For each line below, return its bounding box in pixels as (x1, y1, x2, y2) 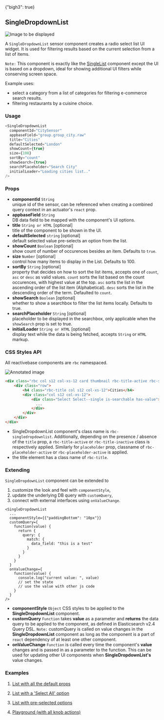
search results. (12, 95, 42, 101)
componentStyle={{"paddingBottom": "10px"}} (9, 516, 102, 521)
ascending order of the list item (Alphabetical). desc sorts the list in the (12, 284, 154, 290)
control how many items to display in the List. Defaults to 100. (12, 259, 136, 264)
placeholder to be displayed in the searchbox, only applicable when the (12, 315, 156, 322)
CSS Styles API (5, 349, 41, 355)
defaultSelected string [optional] (12, 232, 81, 239)
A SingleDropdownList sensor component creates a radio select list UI (5, 41, 145, 46)
